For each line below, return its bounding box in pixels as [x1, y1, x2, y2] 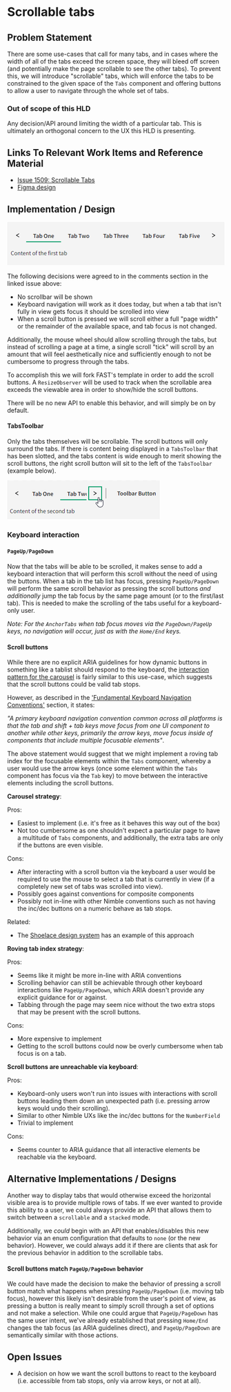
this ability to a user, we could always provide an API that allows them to [7, 1206, 212, 1215]
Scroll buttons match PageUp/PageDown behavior [7, 1264, 143, 1273]
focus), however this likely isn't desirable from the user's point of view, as [7, 1295, 216, 1303]
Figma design [17, 184, 57, 192]
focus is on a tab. [17, 1050, 67, 1058]
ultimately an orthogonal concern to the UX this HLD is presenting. [7, 127, 196, 135]
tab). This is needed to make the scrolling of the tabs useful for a [7, 599, 191, 607]
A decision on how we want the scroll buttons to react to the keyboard [17, 1369, 217, 1378]
